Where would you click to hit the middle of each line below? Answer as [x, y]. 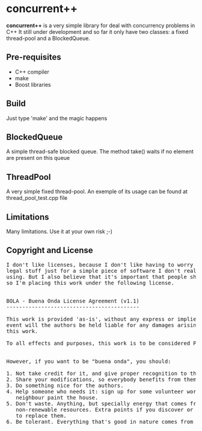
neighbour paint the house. [57, 397]
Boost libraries [33, 85]
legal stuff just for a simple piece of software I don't [93, 271]
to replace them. [41, 416]
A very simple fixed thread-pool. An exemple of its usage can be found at [97, 191]
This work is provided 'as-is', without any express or [90, 319]
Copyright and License [50, 250]
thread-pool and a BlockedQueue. [48, 38]
